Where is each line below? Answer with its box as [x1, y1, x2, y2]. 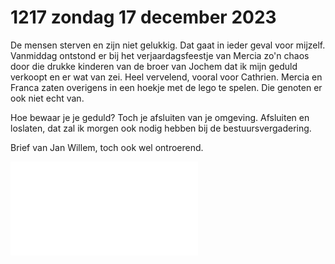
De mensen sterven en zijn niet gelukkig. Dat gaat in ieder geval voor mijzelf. [10, 39, 326, 51]
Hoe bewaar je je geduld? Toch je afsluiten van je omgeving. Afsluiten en [10, 111, 310, 123]
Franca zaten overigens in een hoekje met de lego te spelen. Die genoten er [10, 81, 323, 93]
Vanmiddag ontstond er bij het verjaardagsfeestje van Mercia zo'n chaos [10, 49, 310, 61]
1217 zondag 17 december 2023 [10, 6, 277, 29]
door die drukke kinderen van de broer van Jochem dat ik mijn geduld [10, 60, 298, 72]
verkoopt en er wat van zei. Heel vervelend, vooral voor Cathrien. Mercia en [10, 71, 323, 83]
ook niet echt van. [10, 92, 85, 104]
